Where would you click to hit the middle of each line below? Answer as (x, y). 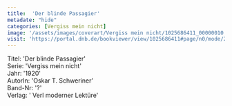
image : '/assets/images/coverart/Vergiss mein (75, 33)
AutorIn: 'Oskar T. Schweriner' (50, 81)
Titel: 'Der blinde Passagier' (47, 59)
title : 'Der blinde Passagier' (54, 13)
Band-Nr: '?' (25, 88)
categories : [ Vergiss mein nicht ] (57, 26)
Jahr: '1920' (24, 74)
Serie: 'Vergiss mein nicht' (44, 66)
